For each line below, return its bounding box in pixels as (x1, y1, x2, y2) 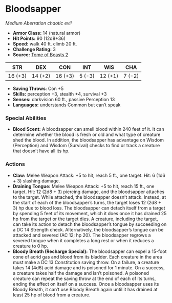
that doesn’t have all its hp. (12, 148, 70, 154)
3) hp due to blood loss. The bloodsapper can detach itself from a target (12, 205, 165, 211)
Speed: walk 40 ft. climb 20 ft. (12, 40, 77, 46)
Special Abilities (5, 114, 47, 122)
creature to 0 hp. (12, 243, 49, 249)
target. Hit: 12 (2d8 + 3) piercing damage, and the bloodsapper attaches (12, 189, 165, 195)
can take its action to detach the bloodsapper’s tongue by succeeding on (12, 221, 167, 227)
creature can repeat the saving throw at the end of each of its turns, (12, 275, 156, 282)
